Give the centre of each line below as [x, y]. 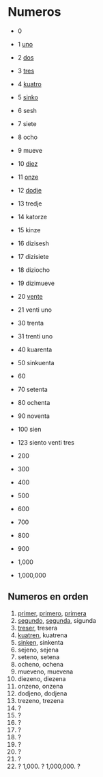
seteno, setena [39, 657]
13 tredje [30, 203]
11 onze [28, 177]
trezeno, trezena [41, 700]
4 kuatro [29, 84]
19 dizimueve [36, 283]
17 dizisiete [33, 256]
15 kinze [29, 230]
